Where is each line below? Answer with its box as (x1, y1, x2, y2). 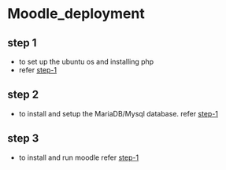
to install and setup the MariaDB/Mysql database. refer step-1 (18, 109, 218, 118)
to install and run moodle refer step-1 (18, 153, 139, 162)
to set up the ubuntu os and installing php (18, 57, 154, 66)
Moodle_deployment (7, 5, 145, 23)
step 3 (7, 131, 39, 146)
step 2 (7, 88, 39, 102)
